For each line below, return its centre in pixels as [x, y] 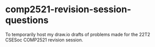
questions [27, 20]
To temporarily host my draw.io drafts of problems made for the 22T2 [78, 34]
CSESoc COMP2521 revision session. [44, 40]
